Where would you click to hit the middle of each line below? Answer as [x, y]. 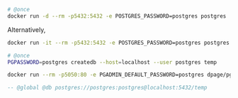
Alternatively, [27, 29]
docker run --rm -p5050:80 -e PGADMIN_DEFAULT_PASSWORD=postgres [106, 75]
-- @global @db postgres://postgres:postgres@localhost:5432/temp [107, 88]
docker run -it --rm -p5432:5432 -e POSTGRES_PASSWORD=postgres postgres [119, 43]
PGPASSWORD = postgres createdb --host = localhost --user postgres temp [112, 62]
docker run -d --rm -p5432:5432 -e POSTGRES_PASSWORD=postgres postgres [117, 16]
